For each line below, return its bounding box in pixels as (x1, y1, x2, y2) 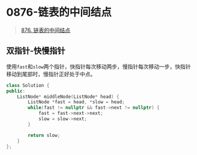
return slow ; (28, 132, 61, 138)
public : (6, 88, 26, 94)
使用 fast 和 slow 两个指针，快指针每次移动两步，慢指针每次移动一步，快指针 (6, 62, 191, 70)
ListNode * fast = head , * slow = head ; (28, 99, 125, 105)
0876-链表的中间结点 (6, 5, 112, 19)
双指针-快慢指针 (6, 46, 65, 56)
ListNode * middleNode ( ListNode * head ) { (17, 94, 120, 100)
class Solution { (6, 82, 50, 88)
